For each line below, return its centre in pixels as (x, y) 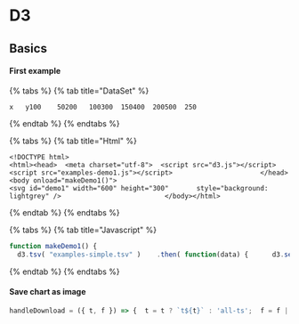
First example (35, 71)
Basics (28, 49)
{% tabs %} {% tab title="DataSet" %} (79, 91)
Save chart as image (48, 292)
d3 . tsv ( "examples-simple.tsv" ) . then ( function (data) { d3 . (151, 255)
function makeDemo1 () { (53, 246)
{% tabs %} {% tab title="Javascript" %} (83, 230)
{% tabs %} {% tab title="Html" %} (73, 141)
